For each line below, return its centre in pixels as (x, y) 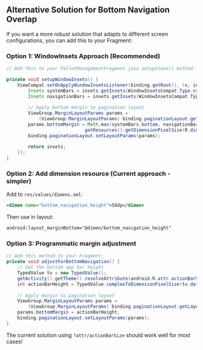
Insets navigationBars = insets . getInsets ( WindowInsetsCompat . (109, 96)
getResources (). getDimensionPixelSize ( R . (137, 130)
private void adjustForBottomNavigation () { (63, 262)
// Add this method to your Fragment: (55, 256)
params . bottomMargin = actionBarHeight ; (69, 313)
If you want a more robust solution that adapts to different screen (87, 34)
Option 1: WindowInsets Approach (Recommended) (83, 56)
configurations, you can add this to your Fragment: (69, 40)
